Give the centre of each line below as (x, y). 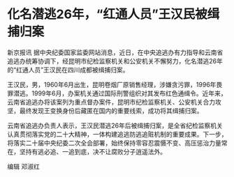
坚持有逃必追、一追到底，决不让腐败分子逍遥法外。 (93, 151)
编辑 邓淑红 (23, 166)
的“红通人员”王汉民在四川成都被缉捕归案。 (68, 70)
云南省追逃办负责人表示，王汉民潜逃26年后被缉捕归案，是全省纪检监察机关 (115, 125)
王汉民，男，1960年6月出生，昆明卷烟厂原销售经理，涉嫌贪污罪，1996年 (112, 84)
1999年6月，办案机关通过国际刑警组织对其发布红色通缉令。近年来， (129, 93)
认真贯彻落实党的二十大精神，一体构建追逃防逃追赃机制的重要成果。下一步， (117, 134)
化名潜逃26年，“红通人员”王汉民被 (107, 14)
